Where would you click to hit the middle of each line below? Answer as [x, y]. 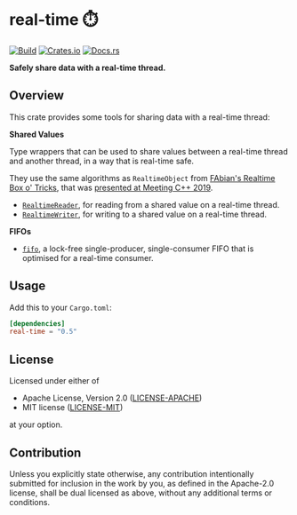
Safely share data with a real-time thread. [88, 67]
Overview [37, 95]
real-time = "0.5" [43, 332]
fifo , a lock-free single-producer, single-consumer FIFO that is [138, 249]
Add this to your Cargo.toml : [61, 307]
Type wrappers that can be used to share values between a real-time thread [148, 151]
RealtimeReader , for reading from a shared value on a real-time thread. [151, 204]
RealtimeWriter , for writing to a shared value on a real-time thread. [144, 214]
